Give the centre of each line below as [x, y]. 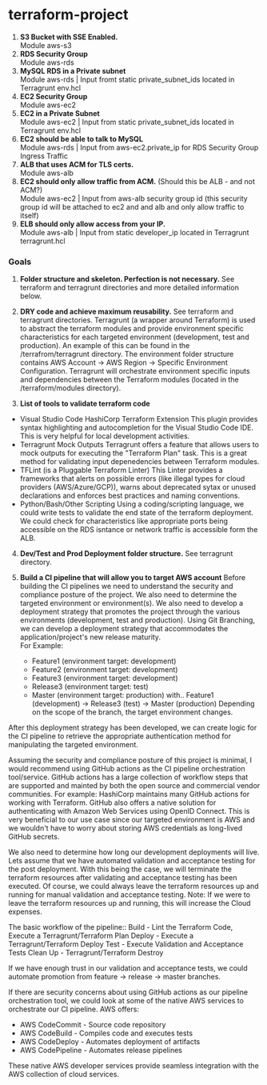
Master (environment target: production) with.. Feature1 [123, 695]
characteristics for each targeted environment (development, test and [134, 337]
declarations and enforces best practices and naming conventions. [130, 496]
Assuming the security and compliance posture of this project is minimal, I [130, 760]
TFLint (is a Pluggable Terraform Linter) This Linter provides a [121, 470]
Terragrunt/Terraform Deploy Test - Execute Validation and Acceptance [126, 944]
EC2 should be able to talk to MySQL [82, 138]
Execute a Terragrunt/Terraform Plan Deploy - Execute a [101, 936]
